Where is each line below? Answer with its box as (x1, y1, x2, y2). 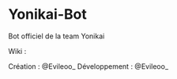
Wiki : (8, 46, 27, 56)
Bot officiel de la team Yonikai (8, 31, 105, 41)
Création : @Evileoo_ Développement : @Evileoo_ (8, 61, 168, 71)
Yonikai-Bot (8, 5, 87, 23)
